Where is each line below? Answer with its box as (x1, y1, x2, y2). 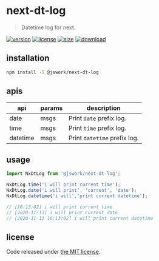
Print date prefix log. (69, 114, 126, 123)
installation (6, 53, 50, 64)
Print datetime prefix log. (69, 134, 139, 143)
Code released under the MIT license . (6, 248, 101, 256)
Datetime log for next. (21, 24, 76, 31)
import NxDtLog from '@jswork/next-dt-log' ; (6, 171, 121, 177)
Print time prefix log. (69, 124, 126, 132)
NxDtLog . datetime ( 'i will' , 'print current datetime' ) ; (6, 192, 148, 199)
